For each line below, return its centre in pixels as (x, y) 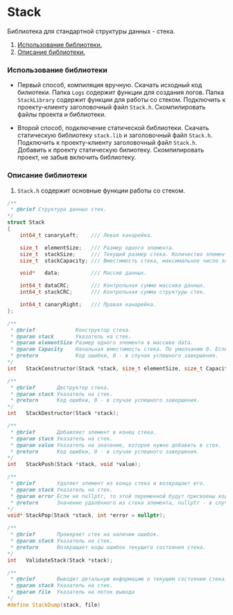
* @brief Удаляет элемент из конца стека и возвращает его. (108, 483)
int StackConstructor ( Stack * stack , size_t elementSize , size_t (105, 368)
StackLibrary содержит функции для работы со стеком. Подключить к (121, 100)
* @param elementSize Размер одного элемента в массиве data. (102, 343)
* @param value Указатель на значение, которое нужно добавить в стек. (116, 445)
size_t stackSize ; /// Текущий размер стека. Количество (111, 254)
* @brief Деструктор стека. (60, 387)
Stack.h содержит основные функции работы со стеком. (101, 190)
